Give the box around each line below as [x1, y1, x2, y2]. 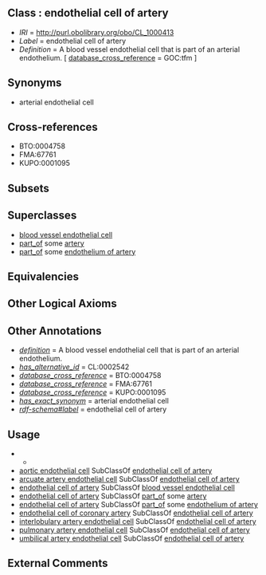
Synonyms [7, 76, 62, 90]
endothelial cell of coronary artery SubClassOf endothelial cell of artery [18, 508, 254, 518]
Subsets [7, 181, 49, 195]
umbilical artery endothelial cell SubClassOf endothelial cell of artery [18, 534, 244, 543]
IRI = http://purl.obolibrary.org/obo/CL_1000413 [18, 27, 174, 37]
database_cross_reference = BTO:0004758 [18, 371, 162, 380]
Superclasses [7, 209, 77, 223]
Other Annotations [7, 324, 102, 337]
